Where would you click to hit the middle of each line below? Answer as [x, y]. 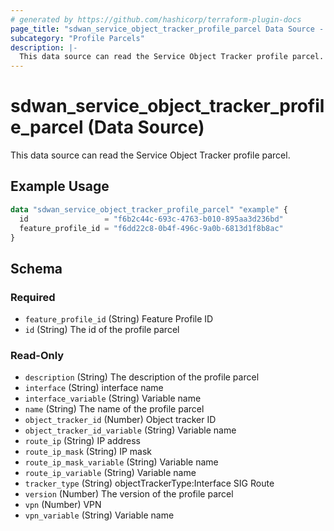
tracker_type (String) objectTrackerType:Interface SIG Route [149, 483]
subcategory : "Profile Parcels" [77, 38]
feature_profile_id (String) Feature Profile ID [119, 319]
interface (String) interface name [94, 388]
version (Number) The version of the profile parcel [129, 494]
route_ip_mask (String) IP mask [88, 452]
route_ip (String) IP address [83, 441]
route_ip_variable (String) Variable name [110, 473]
